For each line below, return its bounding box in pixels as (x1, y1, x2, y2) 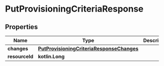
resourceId (7, 53, 34, 60)
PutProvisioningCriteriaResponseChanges (38, 45, 139, 52)
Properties (5, 23, 38, 31)
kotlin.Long (38, 53, 65, 60)
